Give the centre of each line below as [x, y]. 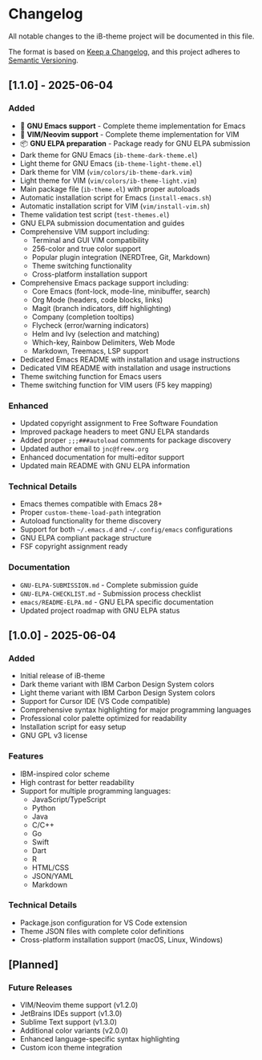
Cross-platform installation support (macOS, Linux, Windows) [121, 940]
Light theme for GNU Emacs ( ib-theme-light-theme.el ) [111, 163]
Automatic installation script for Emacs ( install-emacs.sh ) [116, 197]
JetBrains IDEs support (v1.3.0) [71, 1013]
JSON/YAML [52, 876]
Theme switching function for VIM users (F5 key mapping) [116, 385]
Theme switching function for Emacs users [91, 376]
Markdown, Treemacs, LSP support [90, 350]
